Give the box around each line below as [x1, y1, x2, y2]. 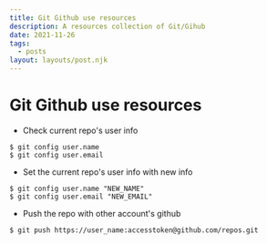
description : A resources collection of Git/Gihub [9, 22, 206, 31]
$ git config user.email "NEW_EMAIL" [9, 192, 153, 201]
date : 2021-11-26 [9, 30, 76, 39]
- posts [17, 47, 47, 56]
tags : [9, 38, 30, 48]
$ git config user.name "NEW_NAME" [9, 184, 145, 193]
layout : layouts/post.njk [9, 56, 108, 65]
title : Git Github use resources [9, 13, 137, 23]
